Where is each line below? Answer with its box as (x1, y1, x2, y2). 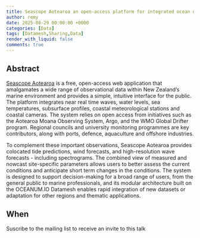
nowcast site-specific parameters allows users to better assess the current (6, 160, 190, 167)
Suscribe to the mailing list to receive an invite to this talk (6, 225, 146, 232)
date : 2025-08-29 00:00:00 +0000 (6, 20, 89, 26)
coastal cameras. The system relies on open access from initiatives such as (6, 111, 192, 118)
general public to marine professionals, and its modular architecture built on (6, 179, 192, 186)
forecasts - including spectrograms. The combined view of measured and (6, 154, 187, 161)
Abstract (6, 64, 40, 74)
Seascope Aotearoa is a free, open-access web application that (6, 80, 162, 87)
